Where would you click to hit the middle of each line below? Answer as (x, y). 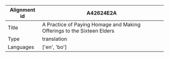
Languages (21, 47)
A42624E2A (102, 13)
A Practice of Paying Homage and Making (91, 24)
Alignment (23, 10)
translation (55, 39)
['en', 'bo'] (54, 47)
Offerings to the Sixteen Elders (78, 31)
